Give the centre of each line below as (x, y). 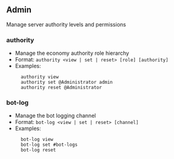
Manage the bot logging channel (55, 116)
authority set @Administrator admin (67, 83)
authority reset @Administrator (61, 88)
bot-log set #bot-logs (49, 145)
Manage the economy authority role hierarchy (72, 53)
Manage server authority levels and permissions (66, 24)
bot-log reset (38, 150)
